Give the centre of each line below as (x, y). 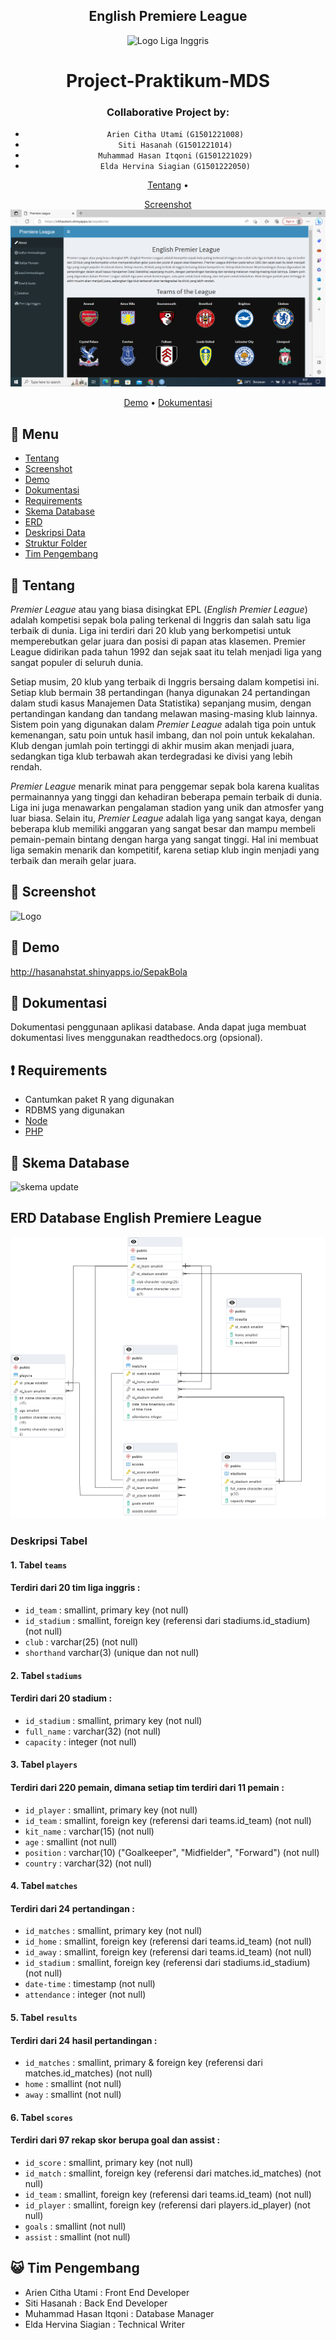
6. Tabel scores (41, 2117)
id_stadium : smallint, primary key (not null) (113, 1720)
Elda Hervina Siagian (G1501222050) (175, 167)
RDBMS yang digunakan (74, 1110)
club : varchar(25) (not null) (81, 1642)
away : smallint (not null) (73, 2095)
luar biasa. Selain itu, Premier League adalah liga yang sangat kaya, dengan (166, 818)
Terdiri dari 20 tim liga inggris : (75, 1588)
